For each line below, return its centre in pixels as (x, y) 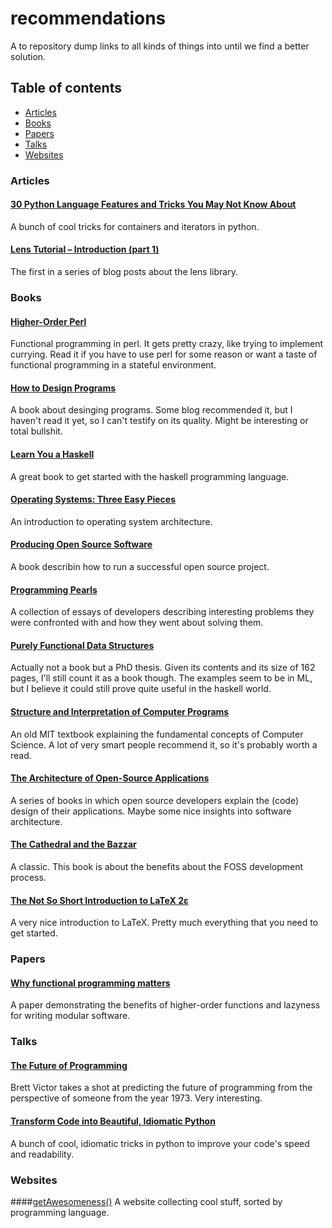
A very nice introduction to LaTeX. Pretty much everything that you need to (164, 923)
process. (28, 878)
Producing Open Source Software (81, 544)
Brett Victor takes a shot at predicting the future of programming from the (161, 1088)
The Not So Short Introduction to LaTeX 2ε (99, 900)
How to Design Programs (63, 388)
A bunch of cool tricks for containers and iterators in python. (135, 226)
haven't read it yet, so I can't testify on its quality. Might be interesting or (159, 421)
